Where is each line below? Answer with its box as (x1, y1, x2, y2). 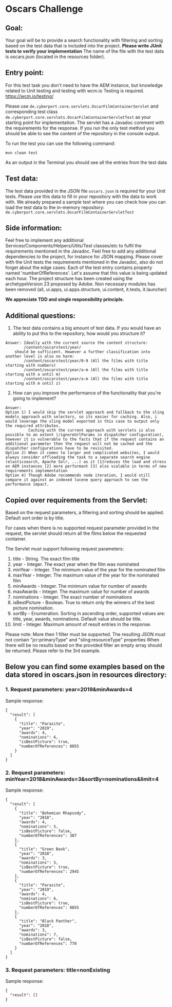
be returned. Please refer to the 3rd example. (5, 648, 101, 654)
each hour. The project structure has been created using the (5, 276, 133, 282)
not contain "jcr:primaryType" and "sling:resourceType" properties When (5, 637, 160, 643)
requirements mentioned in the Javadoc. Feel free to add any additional (5, 248, 157, 255)
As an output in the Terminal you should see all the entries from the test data (5, 159, 167, 165)
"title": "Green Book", (18, 847, 70, 852)
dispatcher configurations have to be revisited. (5, 446, 114, 451)
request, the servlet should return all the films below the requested (5, 530, 146, 536)
